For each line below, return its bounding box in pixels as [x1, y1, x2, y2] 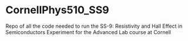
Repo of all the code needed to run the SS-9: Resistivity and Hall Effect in [5, 23, 183, 29]
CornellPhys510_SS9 [5, 3, 109, 17]
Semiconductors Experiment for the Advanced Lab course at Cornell [5, 28, 172, 35]
